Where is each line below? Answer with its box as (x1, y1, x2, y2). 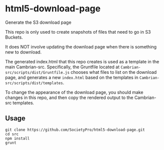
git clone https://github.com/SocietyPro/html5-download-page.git (5, 127, 145, 132)
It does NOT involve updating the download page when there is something (5, 44, 157, 50)
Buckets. (5, 34, 23, 40)
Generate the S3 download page (5, 19, 72, 25)
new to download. (5, 49, 42, 55)
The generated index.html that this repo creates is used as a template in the (5, 58, 160, 64)
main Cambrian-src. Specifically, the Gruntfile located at (5, 64, 120, 70)
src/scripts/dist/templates (5, 80, 63, 86)
